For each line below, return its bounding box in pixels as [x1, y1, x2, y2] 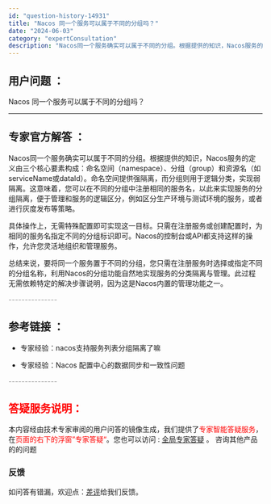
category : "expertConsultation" [8, 34, 117, 43]
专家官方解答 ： [8, 130, 85, 144]
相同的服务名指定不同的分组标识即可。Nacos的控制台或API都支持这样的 [8, 231, 246, 241]
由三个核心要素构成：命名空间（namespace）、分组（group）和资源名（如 [15, 163, 261, 173]
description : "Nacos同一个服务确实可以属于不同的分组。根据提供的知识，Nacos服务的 [8, 42, 264, 50]
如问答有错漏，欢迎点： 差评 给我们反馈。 [8, 486, 143, 497]
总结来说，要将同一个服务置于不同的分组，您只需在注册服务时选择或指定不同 [8, 258, 263, 267]
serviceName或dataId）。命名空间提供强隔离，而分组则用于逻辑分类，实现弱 [8, 173, 261, 183]
